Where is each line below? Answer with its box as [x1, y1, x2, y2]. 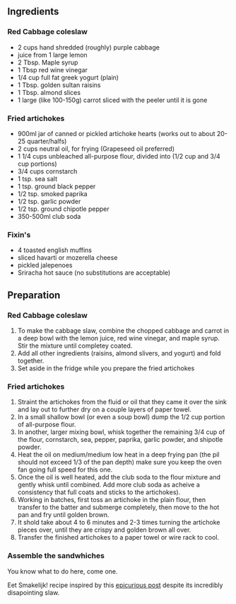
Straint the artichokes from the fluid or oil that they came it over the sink [17, 398, 228, 406]
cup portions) [17, 159, 58, 168]
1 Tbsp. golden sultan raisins [17, 81, 101, 89]
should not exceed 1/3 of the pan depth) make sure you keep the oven [17, 458, 222, 467]
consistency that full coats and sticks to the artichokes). [17, 488, 181, 496]
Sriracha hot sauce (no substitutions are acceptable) [17, 268, 171, 277]
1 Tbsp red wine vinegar [17, 65, 88, 74]
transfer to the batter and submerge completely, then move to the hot [17, 503, 220, 512]
